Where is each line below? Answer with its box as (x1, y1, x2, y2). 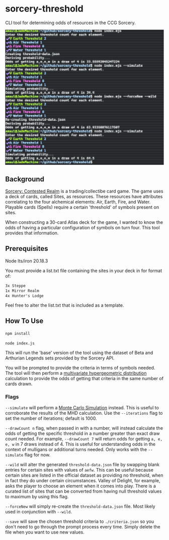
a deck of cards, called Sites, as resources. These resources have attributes (5, 193, 163, 199)
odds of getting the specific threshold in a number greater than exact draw (5, 430, 160, 436)
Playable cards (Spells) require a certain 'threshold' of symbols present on (5, 204, 159, 210)
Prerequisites (5, 244, 48, 253)
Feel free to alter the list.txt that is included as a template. (5, 302, 124, 308)
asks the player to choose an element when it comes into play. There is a (5, 483, 156, 489)
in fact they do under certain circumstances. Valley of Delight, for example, (5, 477, 160, 483)
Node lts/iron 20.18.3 (5, 257, 48, 264)
